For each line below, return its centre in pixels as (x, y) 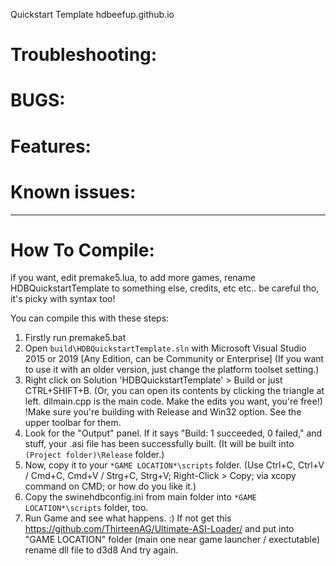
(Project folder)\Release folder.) (94, 455)
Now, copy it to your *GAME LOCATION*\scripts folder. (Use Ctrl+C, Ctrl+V (174, 465)
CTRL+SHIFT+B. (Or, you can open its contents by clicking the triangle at (174, 391)
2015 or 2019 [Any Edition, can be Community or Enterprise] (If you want (174, 359)
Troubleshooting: (84, 55)
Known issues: (73, 191)
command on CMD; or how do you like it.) (110, 486)
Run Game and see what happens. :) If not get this (128, 518)
